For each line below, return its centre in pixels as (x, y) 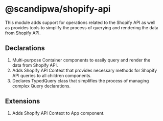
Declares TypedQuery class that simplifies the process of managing (81, 81)
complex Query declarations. (41, 86)
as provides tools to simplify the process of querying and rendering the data (82, 27)
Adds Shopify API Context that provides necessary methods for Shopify (84, 70)
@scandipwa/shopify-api (58, 9)
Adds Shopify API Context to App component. (58, 113)
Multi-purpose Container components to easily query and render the (81, 60)
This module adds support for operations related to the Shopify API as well (80, 22)
